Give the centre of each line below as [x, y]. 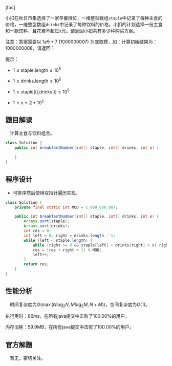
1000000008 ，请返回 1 [29, 48]
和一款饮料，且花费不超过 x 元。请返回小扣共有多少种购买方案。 [72, 31]
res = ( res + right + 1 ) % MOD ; [67, 250]
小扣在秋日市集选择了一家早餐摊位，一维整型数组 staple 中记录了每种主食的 [84, 18]
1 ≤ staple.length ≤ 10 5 [37, 70]
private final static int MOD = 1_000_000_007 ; [66, 207]
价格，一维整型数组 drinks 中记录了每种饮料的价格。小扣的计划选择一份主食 [84, 24]
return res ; [37, 264]
